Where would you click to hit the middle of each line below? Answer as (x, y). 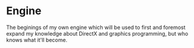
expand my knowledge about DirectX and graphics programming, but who (97, 33)
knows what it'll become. (37, 40)
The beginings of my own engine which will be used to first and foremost (96, 27)
